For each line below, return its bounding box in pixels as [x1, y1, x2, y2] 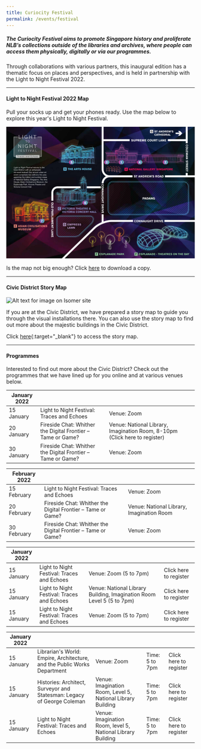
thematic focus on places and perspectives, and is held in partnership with [6, 69, 190, 77]
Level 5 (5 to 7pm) [89, 597, 135, 604]
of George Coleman [36, 698, 86, 705]
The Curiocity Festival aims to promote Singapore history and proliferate [6, 35, 191, 42]
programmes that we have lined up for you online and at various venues [6, 372, 184, 379]
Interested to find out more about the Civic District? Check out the [6, 366, 169, 373]
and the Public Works [36, 661, 90, 668]
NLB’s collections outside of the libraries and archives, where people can [6, 42, 193, 49]
